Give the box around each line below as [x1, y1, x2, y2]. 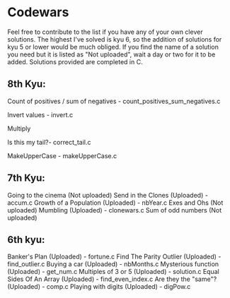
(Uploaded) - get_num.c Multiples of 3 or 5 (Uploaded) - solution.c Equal [7, 268, 219, 276]
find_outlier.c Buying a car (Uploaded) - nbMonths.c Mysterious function [7, 260, 219, 268]
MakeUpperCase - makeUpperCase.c [7, 151, 117, 160]
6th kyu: [7, 234, 45, 246]
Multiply [7, 124, 31, 133]
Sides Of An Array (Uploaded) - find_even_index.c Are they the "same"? [7, 275, 217, 283]
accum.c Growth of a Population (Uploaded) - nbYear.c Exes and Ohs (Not [7, 198, 224, 207]
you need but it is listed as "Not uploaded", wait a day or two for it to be [7, 50, 216, 59]
